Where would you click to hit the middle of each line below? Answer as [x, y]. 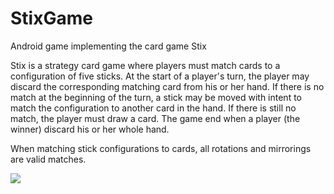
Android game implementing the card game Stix [108, 46]
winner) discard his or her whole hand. [90, 129]
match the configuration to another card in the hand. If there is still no [153, 108]
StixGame [51, 18]
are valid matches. [48, 159]
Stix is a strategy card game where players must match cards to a [145, 65]
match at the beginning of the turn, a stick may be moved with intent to [156, 97]
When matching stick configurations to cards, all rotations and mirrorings [161, 148]
